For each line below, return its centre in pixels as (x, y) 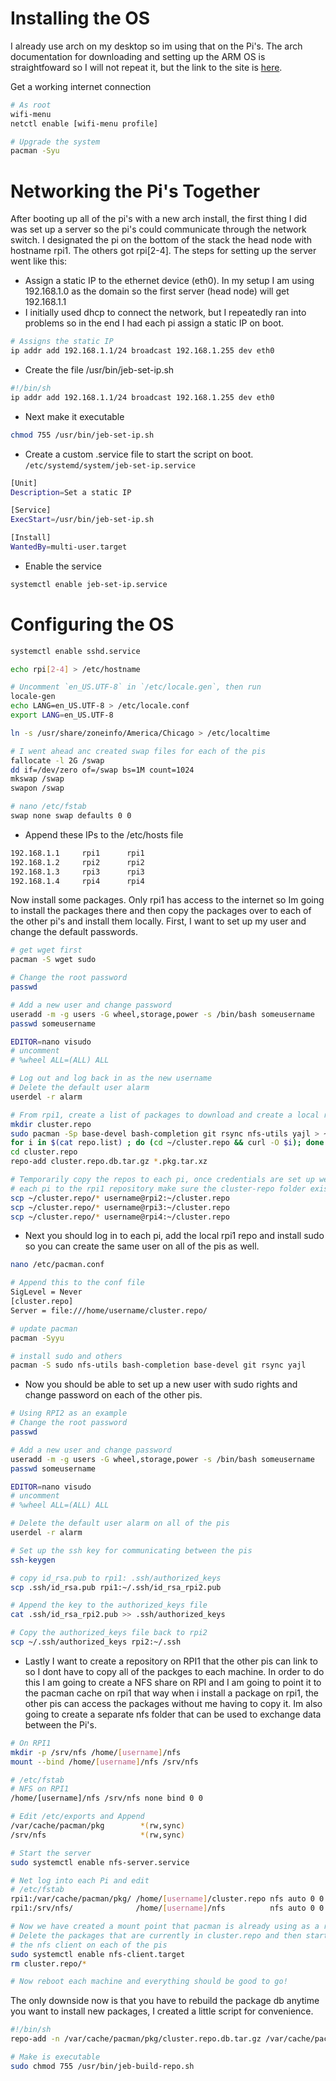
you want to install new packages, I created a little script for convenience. (162, 2011)
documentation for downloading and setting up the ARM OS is (138, 56)
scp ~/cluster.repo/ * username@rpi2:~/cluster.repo (120, 1198)
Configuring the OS (92, 624)
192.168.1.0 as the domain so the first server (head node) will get (157, 291)
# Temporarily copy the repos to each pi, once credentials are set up (162, 1180)
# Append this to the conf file (77, 1283)
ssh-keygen (33, 1560)
